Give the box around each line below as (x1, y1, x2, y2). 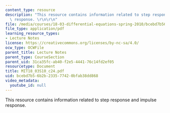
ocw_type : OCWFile (5, 45, 44, 50)
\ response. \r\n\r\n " (10, 17, 58, 22)
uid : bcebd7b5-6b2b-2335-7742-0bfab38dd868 (5, 73, 99, 79)
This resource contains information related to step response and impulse (5, 97, 157, 103)
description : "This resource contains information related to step (5, 12, 151, 17)
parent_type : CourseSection (5, 54, 65, 60)
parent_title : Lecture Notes (5, 50, 67, 55)
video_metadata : (5, 78, 39, 83)
